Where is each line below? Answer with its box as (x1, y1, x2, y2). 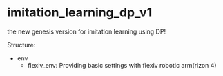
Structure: (7, 40, 36, 49)
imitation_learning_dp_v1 (7, 5, 153, 21)
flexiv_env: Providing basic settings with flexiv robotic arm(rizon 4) (27, 61, 217, 69)
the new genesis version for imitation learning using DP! (7, 27, 166, 36)
